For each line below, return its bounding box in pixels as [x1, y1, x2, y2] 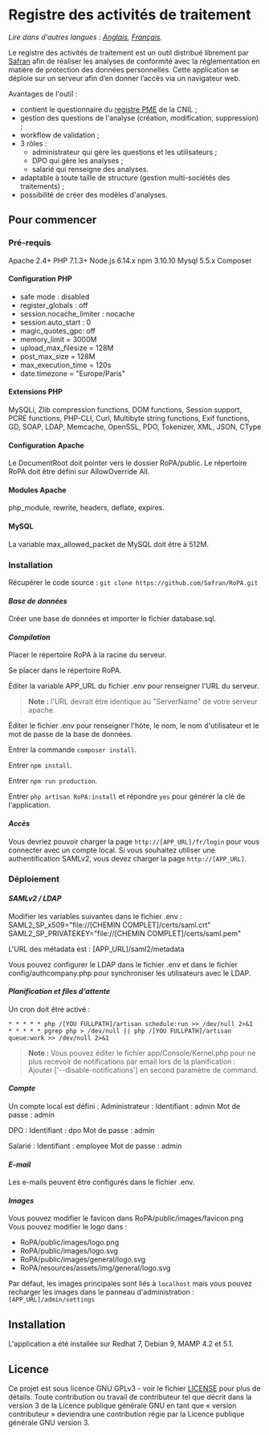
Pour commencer [8, 213, 97, 227]
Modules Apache [8, 484, 67, 495]
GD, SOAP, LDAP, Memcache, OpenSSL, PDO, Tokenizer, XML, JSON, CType [8, 422, 262, 431]
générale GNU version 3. [8, 1418, 90, 1428]
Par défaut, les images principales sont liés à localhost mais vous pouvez [8, 1279, 253, 1289]
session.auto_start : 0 [19, 317, 92, 327]
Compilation [8, 632, 51, 642]
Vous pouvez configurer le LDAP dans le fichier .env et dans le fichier [8, 959, 238, 969]
